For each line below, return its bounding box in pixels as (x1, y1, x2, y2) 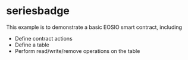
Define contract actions (14, 35, 73, 42)
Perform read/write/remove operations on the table (14, 47, 140, 54)
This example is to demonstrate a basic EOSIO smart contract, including (6, 24, 183, 31)
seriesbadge (6, 4, 70, 18)
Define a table (14, 41, 49, 48)
